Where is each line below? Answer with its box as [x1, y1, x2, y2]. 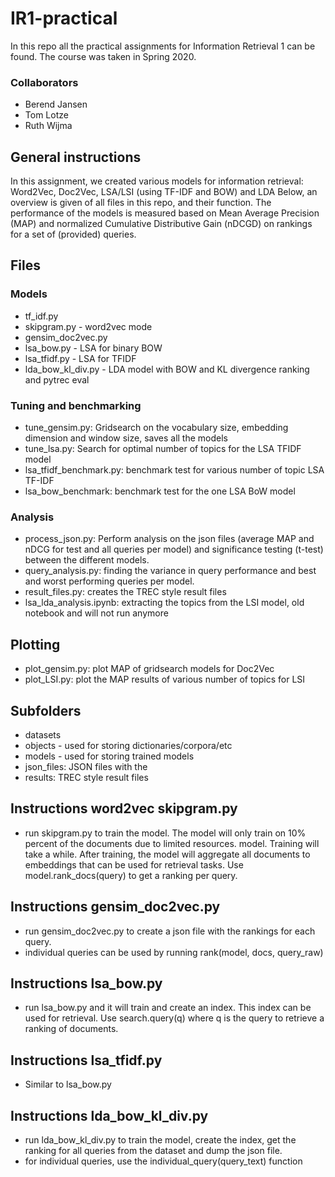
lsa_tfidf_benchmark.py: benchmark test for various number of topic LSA [24, 464, 325, 476]
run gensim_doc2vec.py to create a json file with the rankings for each [24, 925, 316, 937]
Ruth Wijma [24, 120, 73, 132]
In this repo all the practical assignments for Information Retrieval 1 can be [10, 40, 316, 52]
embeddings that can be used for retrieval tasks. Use [24, 858, 244, 871]
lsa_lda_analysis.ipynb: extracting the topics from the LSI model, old [24, 597, 305, 609]
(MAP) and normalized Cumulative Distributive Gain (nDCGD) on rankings [10, 218, 313, 230]
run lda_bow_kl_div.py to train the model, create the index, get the [24, 1134, 297, 1146]
